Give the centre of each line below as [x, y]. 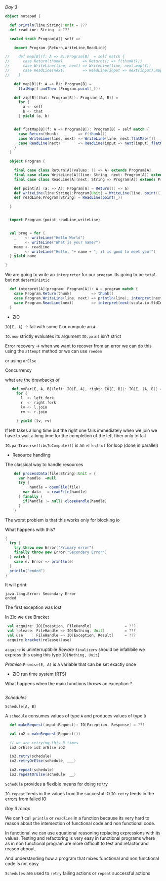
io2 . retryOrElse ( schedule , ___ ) [43, 761]
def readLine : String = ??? [40, 30]
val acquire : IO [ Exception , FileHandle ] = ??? [71, 626]
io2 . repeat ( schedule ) [32, 770]
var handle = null [37, 478]
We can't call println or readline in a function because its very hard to [77, 818]
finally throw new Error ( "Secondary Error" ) [61, 552]
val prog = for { [27, 233]
